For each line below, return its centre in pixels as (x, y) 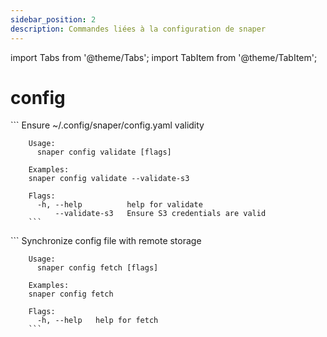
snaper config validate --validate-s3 (109, 179)
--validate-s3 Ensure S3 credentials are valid (160, 214)
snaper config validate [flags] (104, 152)
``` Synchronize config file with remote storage (106, 241)
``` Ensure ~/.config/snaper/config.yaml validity (107, 125)
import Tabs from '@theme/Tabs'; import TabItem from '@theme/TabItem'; (164, 57)
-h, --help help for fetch (97, 321)
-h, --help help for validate (119, 205)
